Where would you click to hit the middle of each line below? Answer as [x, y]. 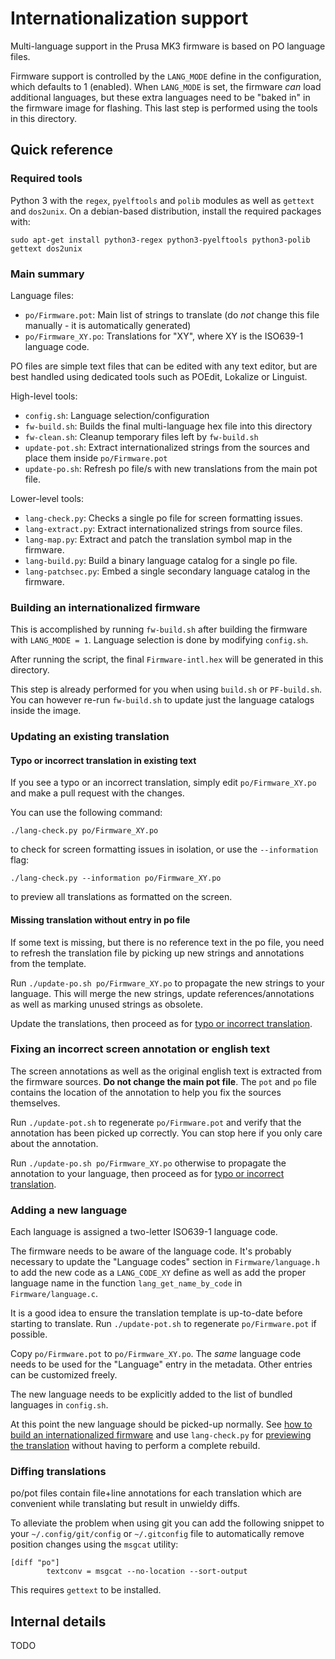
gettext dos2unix [46, 248]
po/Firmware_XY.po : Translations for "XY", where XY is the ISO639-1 [164, 336]
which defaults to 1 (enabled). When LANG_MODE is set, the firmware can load [166, 86]
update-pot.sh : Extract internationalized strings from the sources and [167, 447]
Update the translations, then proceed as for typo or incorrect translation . [161, 1023]
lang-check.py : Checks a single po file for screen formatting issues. [163, 518]
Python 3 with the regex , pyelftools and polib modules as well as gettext [162, 200]
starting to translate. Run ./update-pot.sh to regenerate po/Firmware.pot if [163, 1324]
